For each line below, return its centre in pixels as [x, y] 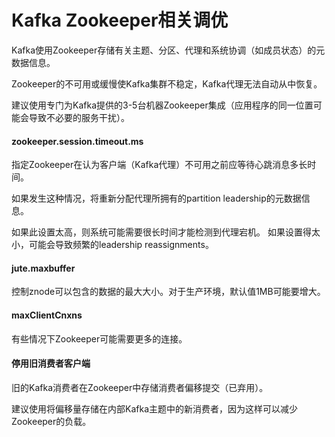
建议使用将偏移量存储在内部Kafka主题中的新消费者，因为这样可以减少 [154, 408]
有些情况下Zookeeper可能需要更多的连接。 [99, 338]
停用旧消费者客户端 [51, 363]
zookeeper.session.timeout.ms [77, 141]
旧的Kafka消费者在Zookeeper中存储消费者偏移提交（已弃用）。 [140, 387]
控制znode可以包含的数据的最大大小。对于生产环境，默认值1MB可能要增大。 [168, 292]
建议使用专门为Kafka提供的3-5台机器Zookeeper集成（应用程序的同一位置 [162, 105]
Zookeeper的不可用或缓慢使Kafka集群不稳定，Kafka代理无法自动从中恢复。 [167, 83]
